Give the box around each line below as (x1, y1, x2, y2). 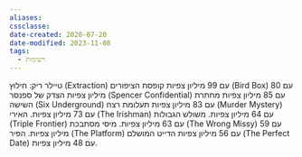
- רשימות (17, 55, 46, 64)
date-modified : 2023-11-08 (9, 38, 111, 48)
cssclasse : (9, 22, 51, 31)
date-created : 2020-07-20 (9, 30, 107, 39)
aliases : (9, 13, 42, 23)
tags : (9, 47, 30, 56)
